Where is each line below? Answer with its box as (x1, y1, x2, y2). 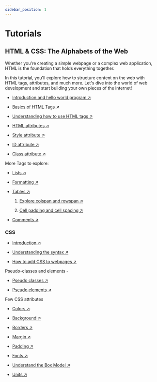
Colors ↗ (12, 305, 30, 311)
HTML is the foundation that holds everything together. (5, 65, 115, 71)
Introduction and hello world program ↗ (12, 94, 91, 100)
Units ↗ (12, 371, 28, 377)
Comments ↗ (12, 216, 39, 222)
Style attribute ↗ (12, 132, 45, 138)
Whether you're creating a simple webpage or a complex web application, (5, 60, 153, 66)
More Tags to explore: (5, 160, 49, 166)
